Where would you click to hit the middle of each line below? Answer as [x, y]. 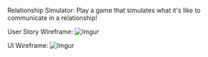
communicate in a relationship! [52, 18]
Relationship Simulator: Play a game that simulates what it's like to [104, 10]
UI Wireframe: [28, 45]
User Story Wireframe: [40, 32]
